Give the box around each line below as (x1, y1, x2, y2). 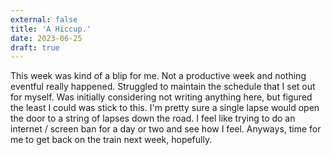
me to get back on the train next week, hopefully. (10, 134, 213, 146)
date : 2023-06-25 (10, 33, 83, 43)
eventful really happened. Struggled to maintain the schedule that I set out (10, 81, 316, 93)
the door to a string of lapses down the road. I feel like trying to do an (10, 112, 296, 125)
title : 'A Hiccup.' (10, 24, 92, 34)
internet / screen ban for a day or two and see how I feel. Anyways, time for (10, 123, 322, 135)
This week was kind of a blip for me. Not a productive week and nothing (10, 70, 307, 82)
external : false (10, 14, 78, 25)
